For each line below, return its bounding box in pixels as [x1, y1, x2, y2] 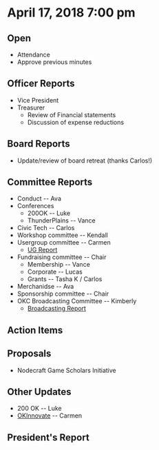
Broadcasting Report [27, 305, 86, 313]
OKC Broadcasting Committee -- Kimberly [17, 297, 137, 305]
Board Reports [7, 138, 70, 150]
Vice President [17, 96, 59, 104]
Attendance [17, 50, 50, 59]
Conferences [17, 202, 54, 210]
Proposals [7, 348, 52, 360]
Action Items [7, 324, 63, 336]
